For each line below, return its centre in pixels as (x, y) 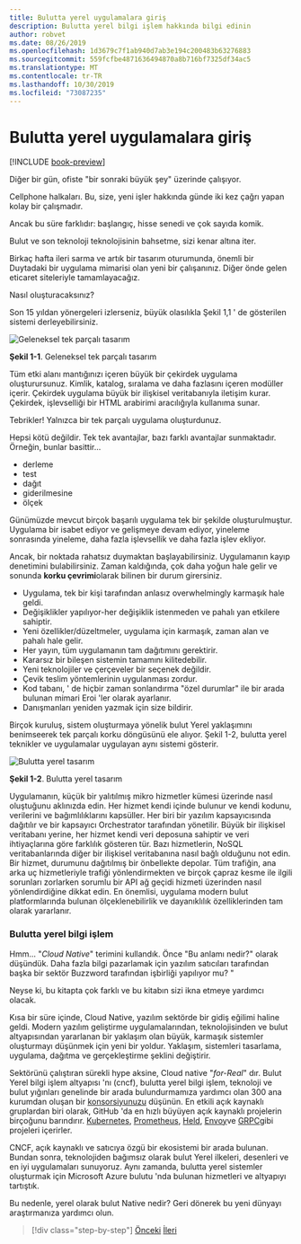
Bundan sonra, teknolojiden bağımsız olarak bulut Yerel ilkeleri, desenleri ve (149, 1157)
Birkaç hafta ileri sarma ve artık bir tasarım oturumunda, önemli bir (132, 259)
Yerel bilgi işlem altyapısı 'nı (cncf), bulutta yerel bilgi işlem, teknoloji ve (141, 1082)
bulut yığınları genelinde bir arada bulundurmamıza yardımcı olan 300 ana (146, 1091)
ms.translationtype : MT (54, 68)
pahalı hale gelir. (53, 641)
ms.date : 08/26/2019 (48, 43)
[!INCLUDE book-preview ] (58, 162)
